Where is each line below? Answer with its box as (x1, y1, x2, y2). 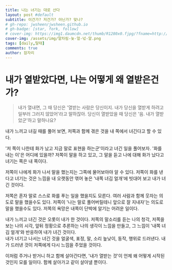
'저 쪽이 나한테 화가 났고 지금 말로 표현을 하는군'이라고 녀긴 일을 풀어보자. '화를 (5, 145, 162, 151)
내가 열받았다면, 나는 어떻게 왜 (5, 74, 124, 85)
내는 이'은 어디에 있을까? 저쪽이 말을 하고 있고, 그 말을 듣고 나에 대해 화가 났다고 (5, 152, 164, 158)
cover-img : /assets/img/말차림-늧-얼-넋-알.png (5, 36, 101, 41)
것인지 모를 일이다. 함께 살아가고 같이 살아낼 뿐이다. (5, 259, 107, 265)
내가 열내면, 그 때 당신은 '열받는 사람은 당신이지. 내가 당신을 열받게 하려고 (17, 104, 164, 110)
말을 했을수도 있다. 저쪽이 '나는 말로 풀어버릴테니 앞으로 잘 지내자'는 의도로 (14, 199, 164, 205)
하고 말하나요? (27, 117, 56, 123)
